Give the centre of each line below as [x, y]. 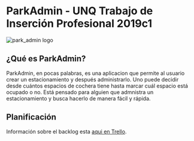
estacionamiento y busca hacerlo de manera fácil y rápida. [78, 98]
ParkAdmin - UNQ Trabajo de [80, 11]
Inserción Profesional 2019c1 [79, 23]
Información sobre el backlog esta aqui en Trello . [66, 131]
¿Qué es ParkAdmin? [46, 59]
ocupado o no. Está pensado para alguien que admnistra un [80, 92]
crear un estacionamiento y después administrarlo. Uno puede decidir [93, 79]
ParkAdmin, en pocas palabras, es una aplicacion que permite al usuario [96, 73]
